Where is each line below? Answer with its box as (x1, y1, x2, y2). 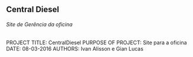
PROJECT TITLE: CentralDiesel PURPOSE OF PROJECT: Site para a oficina (6, 39, 187, 46)
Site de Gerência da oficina (6, 20, 73, 28)
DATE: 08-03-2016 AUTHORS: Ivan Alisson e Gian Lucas (6, 45, 143, 52)
